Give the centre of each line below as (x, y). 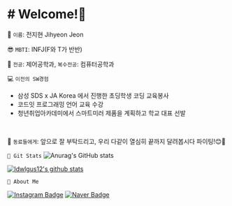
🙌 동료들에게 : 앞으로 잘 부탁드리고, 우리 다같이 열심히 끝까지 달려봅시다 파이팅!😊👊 (116, 141)
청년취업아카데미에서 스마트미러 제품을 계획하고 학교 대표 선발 (102, 113)
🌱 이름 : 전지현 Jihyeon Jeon (45, 34)
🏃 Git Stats (24, 156)
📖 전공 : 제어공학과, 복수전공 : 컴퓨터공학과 (61, 64)
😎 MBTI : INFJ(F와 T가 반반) (45, 49)
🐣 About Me (23, 182)
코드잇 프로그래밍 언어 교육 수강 (60, 104)
